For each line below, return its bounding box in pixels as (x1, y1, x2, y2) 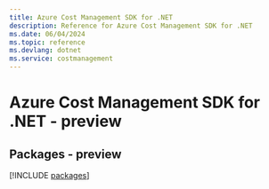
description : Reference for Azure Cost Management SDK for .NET (9, 21, 253, 30)
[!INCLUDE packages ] (9, 170, 90, 180)
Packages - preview (9, 146, 122, 161)
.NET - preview (9, 112, 122, 131)
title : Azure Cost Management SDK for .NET (9, 12, 174, 22)
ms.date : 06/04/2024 (9, 29, 86, 38)
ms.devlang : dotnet (9, 46, 82, 55)
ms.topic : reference (9, 37, 86, 47)
